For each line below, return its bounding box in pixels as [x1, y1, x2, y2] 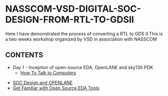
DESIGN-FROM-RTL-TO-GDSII [5, 14, 134, 25]
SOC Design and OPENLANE [12, 79, 73, 85]
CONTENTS [5, 51, 43, 59]
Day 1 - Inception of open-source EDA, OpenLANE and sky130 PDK [12, 64, 154, 70]
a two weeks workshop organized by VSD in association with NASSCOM [5, 36, 157, 42]
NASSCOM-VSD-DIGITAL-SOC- [5, 3, 142, 15]
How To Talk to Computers [20, 70, 76, 76]
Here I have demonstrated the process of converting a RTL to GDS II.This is [5, 30, 163, 37]
